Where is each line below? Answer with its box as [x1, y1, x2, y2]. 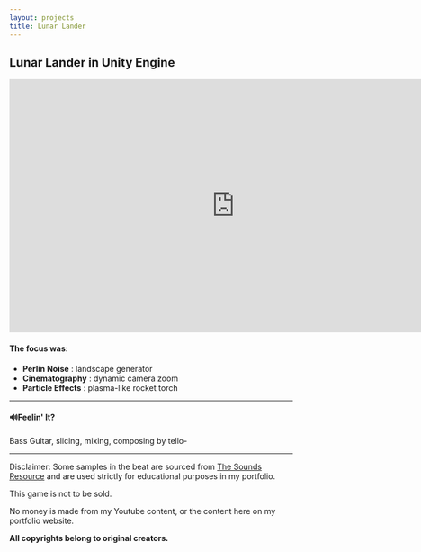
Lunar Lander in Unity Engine [9, 55, 175, 70]
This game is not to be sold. [9, 488, 112, 499]
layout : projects [9, 13, 75, 23]
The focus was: [9, 343, 69, 354]
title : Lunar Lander [9, 22, 87, 31]
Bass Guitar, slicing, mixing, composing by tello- [9, 435, 188, 446]
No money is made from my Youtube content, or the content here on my [9, 505, 276, 516]
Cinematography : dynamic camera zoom [22, 373, 178, 384]
